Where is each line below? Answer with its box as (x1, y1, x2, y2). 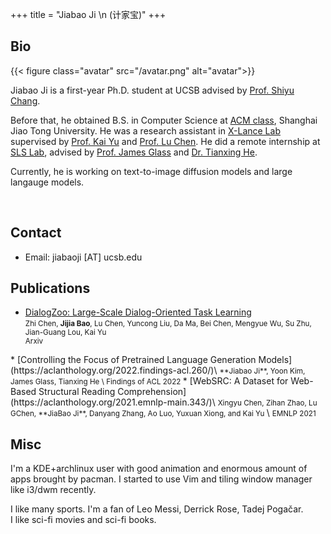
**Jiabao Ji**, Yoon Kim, (219, 366, 306, 377)
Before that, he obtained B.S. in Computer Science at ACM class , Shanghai (10, 114, 318, 126)
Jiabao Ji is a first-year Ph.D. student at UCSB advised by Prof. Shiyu (10, 84, 295, 96)
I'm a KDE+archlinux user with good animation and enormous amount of (10, 463, 308, 475)
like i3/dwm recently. (10, 484, 97, 496)
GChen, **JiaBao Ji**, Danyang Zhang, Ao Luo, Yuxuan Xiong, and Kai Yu (10, 409, 265, 419)
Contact (10, 224, 62, 242)
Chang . (10, 94, 41, 107)
